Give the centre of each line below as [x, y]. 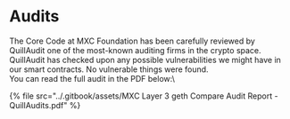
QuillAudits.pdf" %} [45, 105]
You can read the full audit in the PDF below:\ [92, 78]
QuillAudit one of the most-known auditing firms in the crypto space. [135, 50]
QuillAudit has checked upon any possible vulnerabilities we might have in [145, 59]
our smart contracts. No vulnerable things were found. [109, 69]
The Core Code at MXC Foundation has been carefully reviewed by [133, 41]
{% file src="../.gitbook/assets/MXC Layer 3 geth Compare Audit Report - [144, 96]
